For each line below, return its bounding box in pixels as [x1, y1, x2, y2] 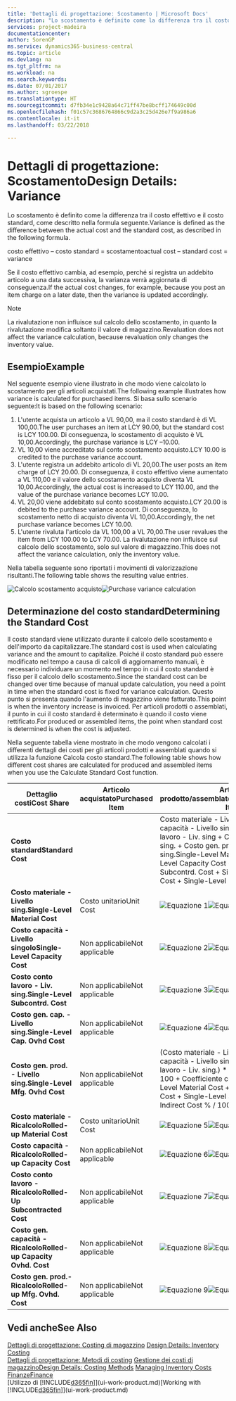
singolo [11, 943, 37, 953]
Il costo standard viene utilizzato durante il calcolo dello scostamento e [7, 635, 213, 644]
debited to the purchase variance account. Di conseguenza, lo [17, 505, 198, 514]
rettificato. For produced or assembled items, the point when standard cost [7, 717, 223, 725]
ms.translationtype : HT [7, 96, 77, 103]
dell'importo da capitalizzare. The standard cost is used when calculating [7, 642, 218, 651]
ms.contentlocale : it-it [7, 115, 80, 122]
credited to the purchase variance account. [17, 453, 143, 462]
